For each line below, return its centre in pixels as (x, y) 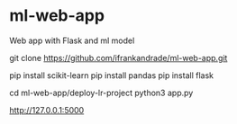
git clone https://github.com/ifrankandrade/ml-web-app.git (118, 58)
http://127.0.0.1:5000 (47, 110)
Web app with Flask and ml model (72, 40)
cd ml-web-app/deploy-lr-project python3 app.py (101, 93)
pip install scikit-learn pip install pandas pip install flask (112, 75)
